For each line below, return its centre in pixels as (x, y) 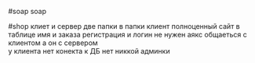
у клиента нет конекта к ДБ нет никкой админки (89, 51)
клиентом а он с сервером (53, 43)
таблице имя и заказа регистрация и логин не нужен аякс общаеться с (127, 35)
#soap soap (27, 11)
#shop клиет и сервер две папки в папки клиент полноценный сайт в (124, 26)
